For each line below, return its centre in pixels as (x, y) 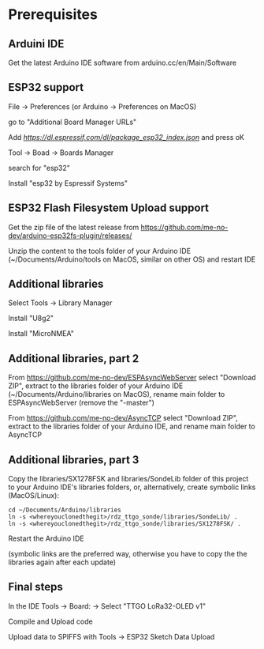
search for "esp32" (39, 168)
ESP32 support (46, 87)
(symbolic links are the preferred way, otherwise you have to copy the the (128, 554)
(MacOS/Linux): (33, 496)
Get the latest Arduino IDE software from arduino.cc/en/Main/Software (123, 62)
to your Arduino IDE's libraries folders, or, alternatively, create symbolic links (132, 487)
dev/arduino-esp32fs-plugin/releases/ (70, 236)
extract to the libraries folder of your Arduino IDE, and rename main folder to (132, 426)
